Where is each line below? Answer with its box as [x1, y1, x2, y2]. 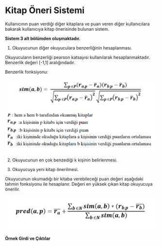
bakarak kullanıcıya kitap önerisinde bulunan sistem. [5, 26, 110, 32]
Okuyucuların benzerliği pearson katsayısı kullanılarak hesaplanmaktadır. [5, 54, 150, 60]
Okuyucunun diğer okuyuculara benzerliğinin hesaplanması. [12, 45, 132, 51]
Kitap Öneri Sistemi [5, 5, 85, 16]
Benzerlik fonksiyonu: [5, 69, 49, 75]
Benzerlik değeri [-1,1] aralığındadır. [5, 59, 76, 65]
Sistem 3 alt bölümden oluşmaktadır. [5, 35, 81, 41]
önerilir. [5, 186, 20, 192]
